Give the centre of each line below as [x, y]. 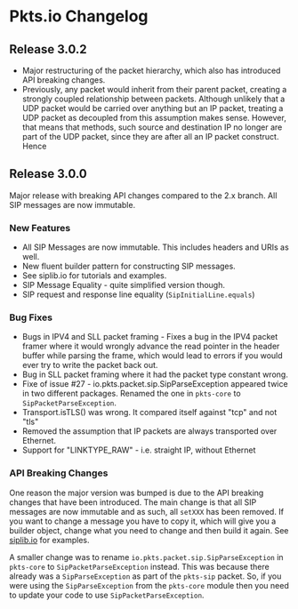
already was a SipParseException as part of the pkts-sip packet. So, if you [145, 576]
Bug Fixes [31, 317]
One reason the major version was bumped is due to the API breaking [137, 493]
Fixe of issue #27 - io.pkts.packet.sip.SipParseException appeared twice [155, 384]
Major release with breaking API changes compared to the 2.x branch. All [143, 195]
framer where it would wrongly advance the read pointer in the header [151, 346]
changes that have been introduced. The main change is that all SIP [133, 502]
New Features [40, 228]
